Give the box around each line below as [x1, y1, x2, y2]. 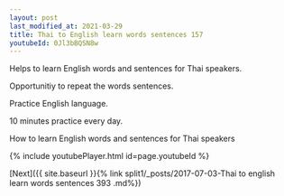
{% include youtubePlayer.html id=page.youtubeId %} [9, 151, 210, 162]
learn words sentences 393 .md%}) [9, 178, 142, 189]
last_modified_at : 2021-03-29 [9, 22, 124, 31]
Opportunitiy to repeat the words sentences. [9, 80, 174, 91]
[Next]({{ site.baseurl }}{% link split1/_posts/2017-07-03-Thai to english [9, 168, 276, 179]
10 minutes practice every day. [9, 116, 124, 126]
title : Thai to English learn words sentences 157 [9, 30, 204, 39]
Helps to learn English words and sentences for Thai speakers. [9, 63, 243, 74]
